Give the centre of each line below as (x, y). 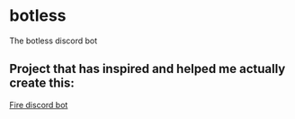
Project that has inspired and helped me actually (147, 69)
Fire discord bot (39, 105)
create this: (42, 83)
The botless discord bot (54, 41)
